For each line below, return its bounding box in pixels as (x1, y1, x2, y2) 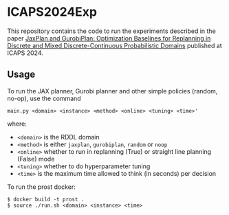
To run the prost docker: (7, 183, 76, 191)
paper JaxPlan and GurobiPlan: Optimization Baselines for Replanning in (7, 34, 211, 42)
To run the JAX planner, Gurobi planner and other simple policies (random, (7, 87, 218, 95)
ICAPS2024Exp (7, 4, 98, 20)
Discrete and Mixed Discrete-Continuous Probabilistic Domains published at (7, 41, 222, 49)
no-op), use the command (7, 94, 81, 102)
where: (7, 120, 28, 128)
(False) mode (17, 155, 55, 163)
